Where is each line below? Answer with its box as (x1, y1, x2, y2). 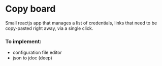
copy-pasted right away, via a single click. (5, 25, 93, 31)
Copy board (5, 3, 56, 15)
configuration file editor (12, 49, 62, 56)
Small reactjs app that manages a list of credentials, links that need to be (5, 20, 157, 26)
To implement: (5, 38, 42, 45)
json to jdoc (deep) (12, 55, 52, 61)
